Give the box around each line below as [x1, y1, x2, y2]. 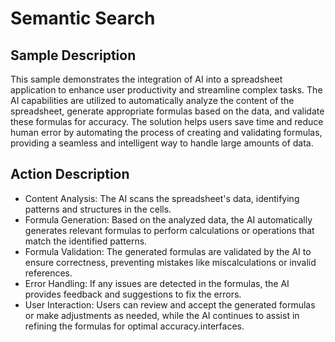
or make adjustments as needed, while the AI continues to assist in [24, 309, 300, 321]
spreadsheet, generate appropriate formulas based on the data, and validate [10, 105, 325, 117]
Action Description [10, 166, 130, 183]
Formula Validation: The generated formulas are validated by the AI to [24, 245, 312, 257]
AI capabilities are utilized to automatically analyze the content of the [10, 95, 295, 106]
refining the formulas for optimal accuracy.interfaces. [24, 320, 245, 332]
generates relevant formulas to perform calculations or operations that [24, 224, 315, 236]
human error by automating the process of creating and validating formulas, [10, 127, 323, 138]
